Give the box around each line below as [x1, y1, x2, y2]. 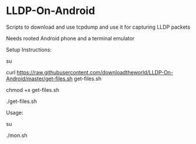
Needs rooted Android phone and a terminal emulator [6, 35, 135, 42]
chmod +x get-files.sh [6, 86, 60, 93]
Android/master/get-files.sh [6, 75, 73, 82]
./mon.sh [6, 132, 27, 139]
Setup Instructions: [6, 46, 52, 53]
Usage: [6, 109, 23, 116]
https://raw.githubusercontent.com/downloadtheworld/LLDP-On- [16, 68, 174, 76]
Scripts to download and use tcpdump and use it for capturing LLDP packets [6, 23, 191, 30]
